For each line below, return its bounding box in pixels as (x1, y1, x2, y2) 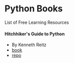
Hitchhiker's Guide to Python (4, 31, 65, 37)
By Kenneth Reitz (11, 42, 47, 48)
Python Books (4, 3, 63, 14)
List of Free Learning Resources (4, 19, 69, 25)
